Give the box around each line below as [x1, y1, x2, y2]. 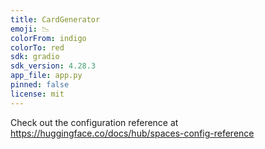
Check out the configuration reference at [10, 116, 179, 128]
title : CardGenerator [10, 14, 101, 25]
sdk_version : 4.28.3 [10, 61, 97, 71]
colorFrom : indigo [10, 33, 87, 43]
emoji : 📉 [10, 24, 50, 34]
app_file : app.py [10, 71, 83, 81]
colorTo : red [10, 42, 65, 53]
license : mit [10, 89, 65, 99]
